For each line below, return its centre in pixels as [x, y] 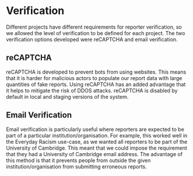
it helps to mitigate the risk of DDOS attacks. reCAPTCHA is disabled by [92, 90]
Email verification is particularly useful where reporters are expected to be [95, 129]
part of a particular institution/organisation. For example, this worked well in [97, 135]
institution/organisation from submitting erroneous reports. [77, 166]
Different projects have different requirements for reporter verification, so [94, 27]
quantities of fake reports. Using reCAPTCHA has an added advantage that [96, 84]
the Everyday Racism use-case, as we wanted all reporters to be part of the [97, 142]
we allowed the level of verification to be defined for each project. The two [96, 33]
